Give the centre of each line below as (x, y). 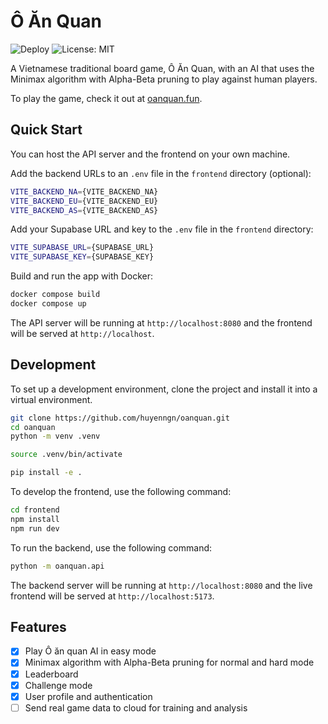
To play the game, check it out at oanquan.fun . (106, 98)
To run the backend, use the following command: (111, 547)
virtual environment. (51, 399)
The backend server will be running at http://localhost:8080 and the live (161, 585)
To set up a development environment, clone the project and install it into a (164, 389)
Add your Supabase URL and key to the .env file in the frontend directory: (162, 229)
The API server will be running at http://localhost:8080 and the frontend (161, 322)
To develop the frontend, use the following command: (121, 492)
